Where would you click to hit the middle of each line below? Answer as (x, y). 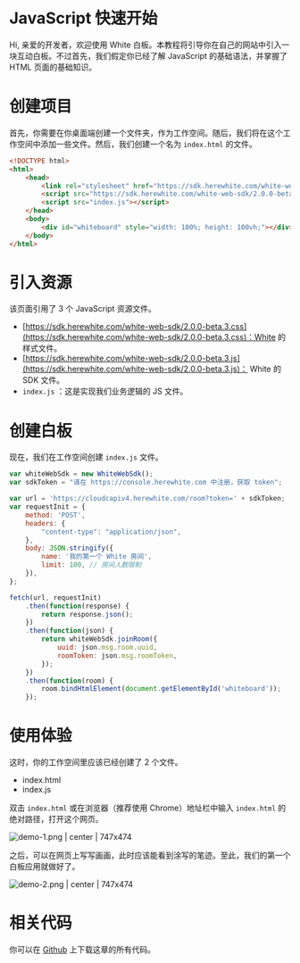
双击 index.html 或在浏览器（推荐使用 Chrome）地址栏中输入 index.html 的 (148, 808)
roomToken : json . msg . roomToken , (117, 656)
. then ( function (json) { (70, 631)
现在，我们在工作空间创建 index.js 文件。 (86, 457)
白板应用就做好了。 (45, 867)
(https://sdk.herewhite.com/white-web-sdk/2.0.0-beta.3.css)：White (149, 337)
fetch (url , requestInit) (55, 598)
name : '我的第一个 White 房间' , (97, 557)
